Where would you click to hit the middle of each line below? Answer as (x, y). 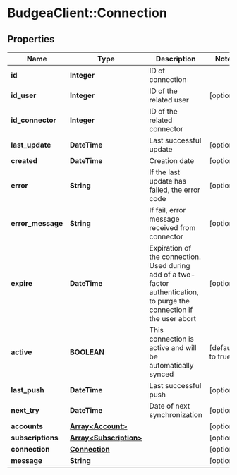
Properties (31, 39)
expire (22, 283)
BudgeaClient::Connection (87, 13)
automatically (171, 365)
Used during (170, 266)
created (24, 161)
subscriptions (35, 438)
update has (168, 181)
